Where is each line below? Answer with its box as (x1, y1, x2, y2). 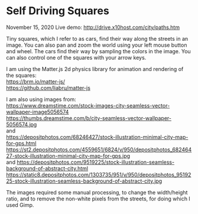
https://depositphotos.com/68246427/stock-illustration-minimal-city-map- (6, 133, 189, 140)
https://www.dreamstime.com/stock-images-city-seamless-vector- (6, 102, 170, 109)
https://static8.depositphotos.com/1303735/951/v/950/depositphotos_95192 (6, 171, 191, 178)
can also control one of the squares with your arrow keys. (6, 54, 147, 61)
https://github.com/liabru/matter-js (6, 84, 90, 91)
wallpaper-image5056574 (6, 108, 69, 115)
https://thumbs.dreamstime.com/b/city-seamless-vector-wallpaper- (6, 114, 171, 122)
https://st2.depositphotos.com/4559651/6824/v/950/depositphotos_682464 (6, 146, 192, 153)
